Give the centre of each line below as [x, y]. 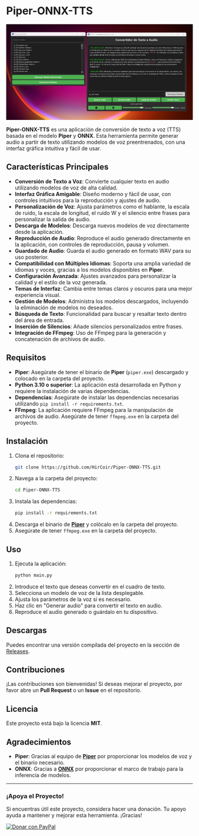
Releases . [18, 651]
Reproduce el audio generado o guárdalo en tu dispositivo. [86, 612]
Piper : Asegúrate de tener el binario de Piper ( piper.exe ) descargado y [102, 372]
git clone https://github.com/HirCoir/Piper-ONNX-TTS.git [88, 467]
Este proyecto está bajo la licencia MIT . [54, 723]
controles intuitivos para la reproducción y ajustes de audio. [88, 200]
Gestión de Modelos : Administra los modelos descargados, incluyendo [101, 301]
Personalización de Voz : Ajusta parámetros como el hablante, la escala [102, 207]
